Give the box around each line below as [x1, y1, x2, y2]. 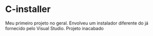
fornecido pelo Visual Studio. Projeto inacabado [5, 25, 104, 31]
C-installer [5, 3, 51, 15]
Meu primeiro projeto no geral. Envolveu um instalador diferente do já [5, 20, 149, 26]
